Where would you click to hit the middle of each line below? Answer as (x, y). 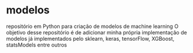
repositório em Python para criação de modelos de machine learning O (92, 26)
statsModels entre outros (37, 45)
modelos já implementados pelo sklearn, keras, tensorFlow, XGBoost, (90, 38)
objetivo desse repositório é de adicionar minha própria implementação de (97, 32)
